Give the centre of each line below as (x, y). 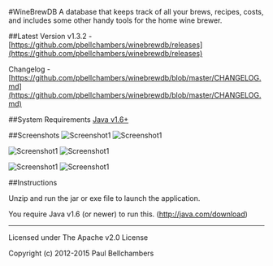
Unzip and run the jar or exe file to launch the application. (104, 198)
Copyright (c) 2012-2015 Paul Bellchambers (81, 253)
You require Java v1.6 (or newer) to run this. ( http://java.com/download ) (128, 214)
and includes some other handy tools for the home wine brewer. (115, 20)
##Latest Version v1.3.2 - (50, 36)
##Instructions (33, 183)
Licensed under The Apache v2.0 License (78, 238)
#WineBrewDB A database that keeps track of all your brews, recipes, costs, (136, 12)
